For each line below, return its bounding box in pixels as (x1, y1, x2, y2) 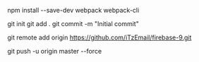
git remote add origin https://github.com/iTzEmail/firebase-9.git (7, 33, 192, 42)
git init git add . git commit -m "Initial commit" (7, 20, 139, 27)
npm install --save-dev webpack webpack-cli (7, 6, 140, 14)
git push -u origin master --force (7, 47, 102, 55)
